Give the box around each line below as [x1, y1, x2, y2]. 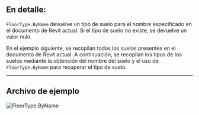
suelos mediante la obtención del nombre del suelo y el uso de [6, 57, 159, 64]
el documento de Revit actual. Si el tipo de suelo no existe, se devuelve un [6, 27, 187, 34]
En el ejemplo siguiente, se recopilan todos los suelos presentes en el [6, 44, 176, 52]
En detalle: [6, 5, 46, 15]
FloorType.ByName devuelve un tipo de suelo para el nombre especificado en [6, 20, 192, 27]
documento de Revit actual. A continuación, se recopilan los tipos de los [6, 50, 182, 58]
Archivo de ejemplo [6, 86, 80, 97]
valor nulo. [6, 33, 33, 40]
